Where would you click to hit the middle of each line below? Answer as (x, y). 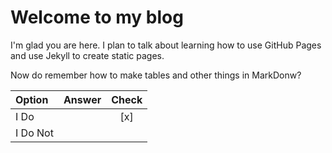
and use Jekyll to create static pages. (87, 55)
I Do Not (34, 133)
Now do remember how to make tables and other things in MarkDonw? (156, 75)
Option (32, 99)
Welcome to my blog (97, 17)
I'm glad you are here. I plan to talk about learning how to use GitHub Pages (166, 45)
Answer (82, 99)
